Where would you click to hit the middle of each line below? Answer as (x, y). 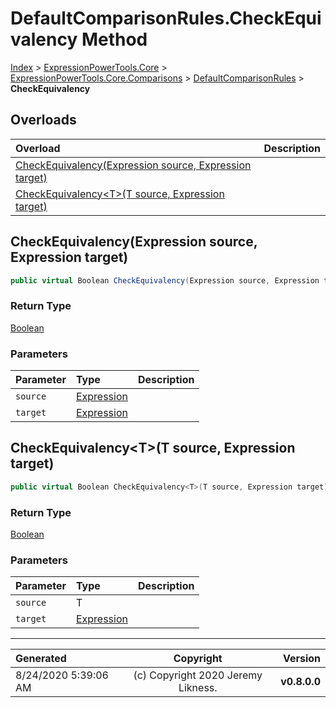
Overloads (43, 120)
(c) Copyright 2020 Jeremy (198, 675)
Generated (41, 659)
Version (301, 659)
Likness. (198, 688)
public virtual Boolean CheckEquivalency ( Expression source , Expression (165, 280)
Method (114, 39)
